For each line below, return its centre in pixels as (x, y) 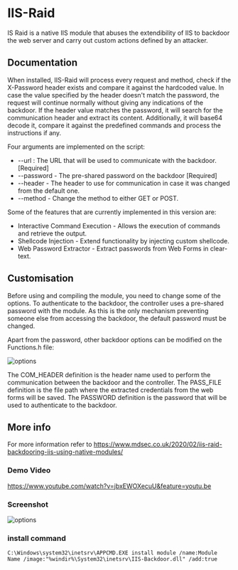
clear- (219, 248)
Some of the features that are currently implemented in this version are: (112, 212)
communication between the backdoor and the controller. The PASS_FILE (114, 382)
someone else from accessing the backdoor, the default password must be (117, 318)
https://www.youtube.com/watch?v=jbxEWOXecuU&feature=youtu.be (109, 486)
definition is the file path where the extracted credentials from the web (110, 390)
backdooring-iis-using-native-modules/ (65, 452)
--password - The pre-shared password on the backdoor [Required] (118, 175)
